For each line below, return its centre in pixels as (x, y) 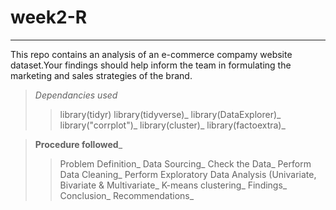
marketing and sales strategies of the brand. (101, 75)
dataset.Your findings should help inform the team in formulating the (151, 65)
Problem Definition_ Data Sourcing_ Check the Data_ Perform (185, 163)
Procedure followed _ (78, 144)
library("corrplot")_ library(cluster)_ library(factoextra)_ (172, 125)
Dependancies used (76, 95)
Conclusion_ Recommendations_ (127, 195)
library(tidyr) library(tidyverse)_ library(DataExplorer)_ (170, 114)
